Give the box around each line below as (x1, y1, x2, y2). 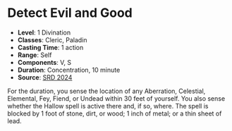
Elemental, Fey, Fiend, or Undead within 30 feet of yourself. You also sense (7, 94, 226, 103)
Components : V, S (17, 58, 72, 66)
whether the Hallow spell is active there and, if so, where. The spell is (7, 101, 209, 110)
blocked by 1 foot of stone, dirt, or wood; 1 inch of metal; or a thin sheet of (7, 109, 222, 118)
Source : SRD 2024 (17, 73, 73, 82)
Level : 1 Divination (17, 28, 71, 37)
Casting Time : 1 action (17, 43, 84, 51)
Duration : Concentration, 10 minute (17, 65, 121, 74)
